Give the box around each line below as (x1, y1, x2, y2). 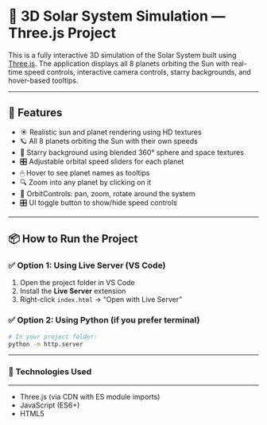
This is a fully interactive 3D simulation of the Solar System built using (8, 50, 237, 60)
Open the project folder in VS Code (19, 278, 135, 288)
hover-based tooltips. (8, 75, 79, 85)
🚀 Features (8, 106, 63, 120)
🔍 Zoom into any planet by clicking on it (19, 177, 152, 187)
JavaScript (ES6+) (19, 400, 80, 410)
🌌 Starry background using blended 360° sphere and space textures (19, 147, 245, 157)
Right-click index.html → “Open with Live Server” (19, 295, 183, 304)
